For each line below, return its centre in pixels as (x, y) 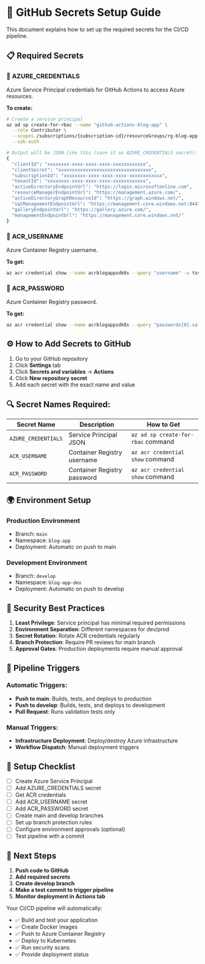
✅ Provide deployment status (52, 954)
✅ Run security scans (42, 948)
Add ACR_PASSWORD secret (52, 809)
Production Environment (43, 520)
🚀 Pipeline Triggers (43, 668)
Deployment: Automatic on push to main (66, 547)
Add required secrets (42, 877)
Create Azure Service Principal (54, 781)
